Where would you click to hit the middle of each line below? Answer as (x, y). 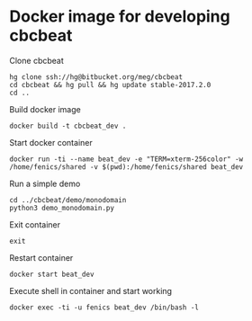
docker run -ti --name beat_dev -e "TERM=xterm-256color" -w (126, 159)
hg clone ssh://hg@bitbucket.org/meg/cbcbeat (96, 77)
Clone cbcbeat (37, 60)
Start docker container (51, 142)
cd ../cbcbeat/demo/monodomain (68, 200)
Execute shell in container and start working (91, 290)
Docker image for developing (120, 17)
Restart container (41, 257)
